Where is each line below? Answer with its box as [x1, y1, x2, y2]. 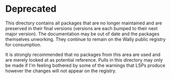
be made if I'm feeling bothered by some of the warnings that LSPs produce [5, 62, 165, 68]
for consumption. [5, 41, 42, 47]
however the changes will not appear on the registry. [5, 67, 117, 74]
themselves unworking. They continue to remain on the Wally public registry [5, 36, 166, 42]
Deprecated [5, 3, 57, 15]
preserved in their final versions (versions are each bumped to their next [5, 25, 158, 31]
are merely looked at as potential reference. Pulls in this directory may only [5, 57, 163, 63]
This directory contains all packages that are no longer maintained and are [5, 20, 162, 26]
